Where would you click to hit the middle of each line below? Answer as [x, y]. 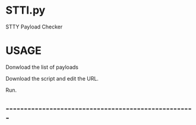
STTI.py [26, 10]
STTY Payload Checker [34, 27]
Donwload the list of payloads [42, 67]
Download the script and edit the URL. [52, 78]
